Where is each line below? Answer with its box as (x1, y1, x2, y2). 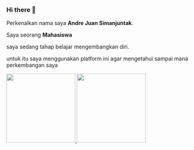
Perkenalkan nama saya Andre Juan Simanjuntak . (6, 20, 133, 27)
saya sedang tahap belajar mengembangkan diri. (6, 43, 130, 51)
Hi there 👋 (6, 6, 37, 14)
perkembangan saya (6, 61, 58, 69)
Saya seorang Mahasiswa (6, 31, 72, 39)
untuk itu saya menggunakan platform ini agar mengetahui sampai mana (6, 55, 188, 62)
